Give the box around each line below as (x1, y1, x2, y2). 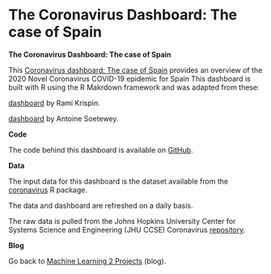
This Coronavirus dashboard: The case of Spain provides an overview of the (8, 65, 263, 74)
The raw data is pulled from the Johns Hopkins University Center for (8, 216, 236, 226)
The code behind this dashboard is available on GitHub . (8, 145, 193, 154)
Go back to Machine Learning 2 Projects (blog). (8, 256, 167, 266)
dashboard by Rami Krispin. (8, 98, 100, 107)
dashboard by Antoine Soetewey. (8, 113, 119, 123)
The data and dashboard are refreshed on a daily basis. (8, 200, 193, 210)
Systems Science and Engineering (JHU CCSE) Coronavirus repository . (8, 225, 246, 234)
